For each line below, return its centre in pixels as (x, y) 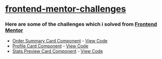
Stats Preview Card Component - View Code (58, 51)
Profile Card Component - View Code (50, 46)
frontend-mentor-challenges (66, 9)
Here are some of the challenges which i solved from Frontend (81, 24)
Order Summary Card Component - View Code (60, 41)
